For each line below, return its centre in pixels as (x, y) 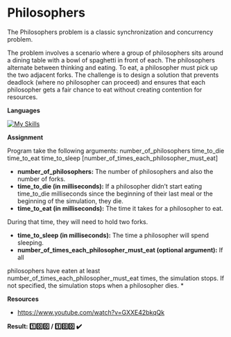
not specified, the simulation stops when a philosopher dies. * (95, 285)
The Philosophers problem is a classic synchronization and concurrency (110, 32)
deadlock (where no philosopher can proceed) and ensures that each (106, 82)
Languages (24, 110)
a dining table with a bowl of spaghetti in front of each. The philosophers (111, 60)
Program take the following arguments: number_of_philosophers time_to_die (116, 150)
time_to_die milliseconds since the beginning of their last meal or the (115, 193)
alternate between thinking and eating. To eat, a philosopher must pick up (113, 67)
